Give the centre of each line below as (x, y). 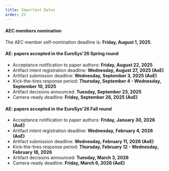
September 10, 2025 (34, 86)
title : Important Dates (30, 10)
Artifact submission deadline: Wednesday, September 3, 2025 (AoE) (85, 75)
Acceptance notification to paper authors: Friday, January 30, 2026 (84, 120)
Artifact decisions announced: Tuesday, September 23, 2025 (77, 92)
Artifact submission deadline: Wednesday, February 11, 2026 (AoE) (83, 142)
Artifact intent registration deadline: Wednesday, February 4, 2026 (83, 131)
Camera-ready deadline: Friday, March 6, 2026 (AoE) (69, 163)
